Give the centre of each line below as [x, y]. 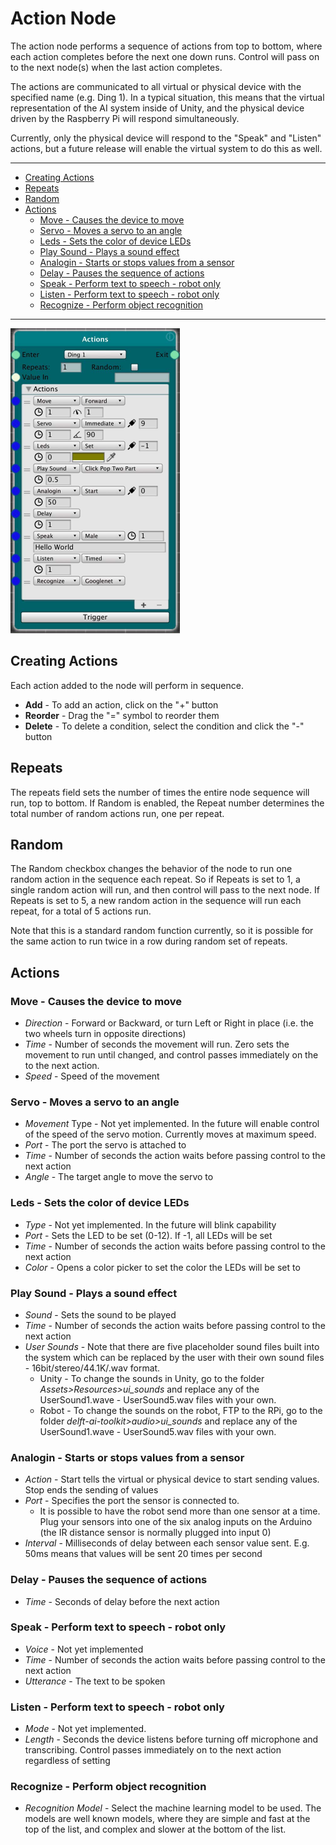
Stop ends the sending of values [91, 1490]
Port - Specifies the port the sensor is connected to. [132, 1501]
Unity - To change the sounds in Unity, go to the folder [152, 1378]
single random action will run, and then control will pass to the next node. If [165, 890]
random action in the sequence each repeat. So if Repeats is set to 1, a [155, 879]
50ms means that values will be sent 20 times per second [143, 1554]
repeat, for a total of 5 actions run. [81, 911]
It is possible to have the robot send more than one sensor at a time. [180, 1511]
